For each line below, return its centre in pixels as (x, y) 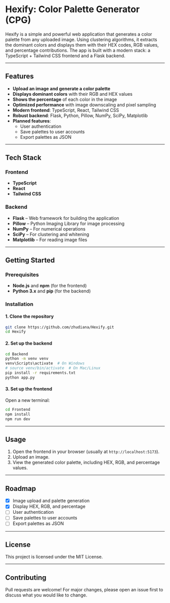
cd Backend (17, 354)
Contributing (26, 577)
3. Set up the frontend (29, 389)
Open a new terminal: (28, 400)
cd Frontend (18, 409)
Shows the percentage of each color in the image (65, 99)
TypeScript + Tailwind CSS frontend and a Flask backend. (65, 55)
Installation (19, 304)
